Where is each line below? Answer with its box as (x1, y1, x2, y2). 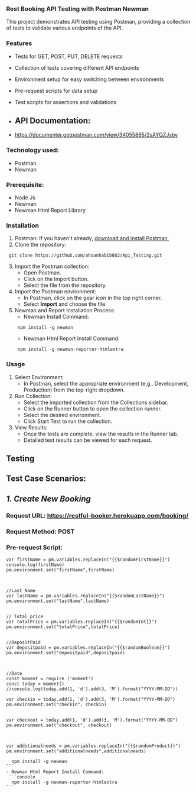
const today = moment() (6, 681, 65, 687)
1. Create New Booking (6, 493, 92, 504)
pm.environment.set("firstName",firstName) (6, 567, 115, 573)
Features (6, 39, 32, 47)
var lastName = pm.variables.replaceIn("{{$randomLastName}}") (6, 593, 165, 599)
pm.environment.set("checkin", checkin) (6, 702, 107, 707)
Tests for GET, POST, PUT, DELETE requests (14, 53, 123, 60)
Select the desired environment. (23, 411, 102, 418)
